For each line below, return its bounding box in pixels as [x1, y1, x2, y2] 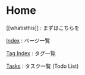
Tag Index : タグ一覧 [6, 49, 56, 57]
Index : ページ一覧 [6, 37, 51, 44]
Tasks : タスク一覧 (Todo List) [6, 62, 79, 70]
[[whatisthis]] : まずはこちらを [6, 24, 80, 31]
